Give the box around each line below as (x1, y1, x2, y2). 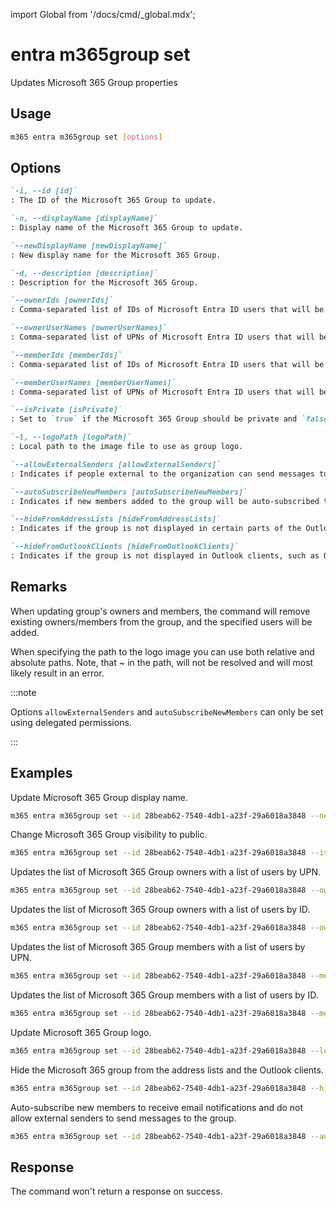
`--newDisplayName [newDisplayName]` (10, 240, 168, 251)
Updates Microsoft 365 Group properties (10, 76, 178, 88)
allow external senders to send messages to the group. (10, 1112, 237, 1124)
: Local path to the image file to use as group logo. (10, 442, 244, 452)
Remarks (10, 579, 68, 596)
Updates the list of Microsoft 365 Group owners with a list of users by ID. (10, 904, 311, 916)
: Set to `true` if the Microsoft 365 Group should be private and (10, 414, 298, 424)
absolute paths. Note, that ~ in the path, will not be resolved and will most (10, 656, 314, 668)
